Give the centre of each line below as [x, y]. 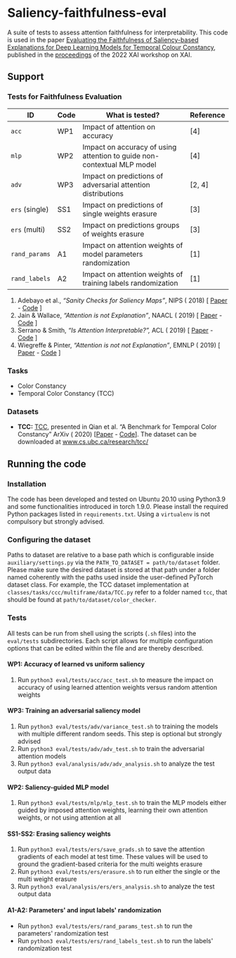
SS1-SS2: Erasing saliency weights [59, 834]
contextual [100, 164]
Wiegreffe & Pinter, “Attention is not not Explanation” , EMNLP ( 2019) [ [119, 345]
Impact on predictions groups [131, 225]
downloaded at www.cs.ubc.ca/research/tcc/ [83, 442]
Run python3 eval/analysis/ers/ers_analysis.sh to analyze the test [116, 886]
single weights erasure [120, 213]
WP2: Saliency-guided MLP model [58, 787]
